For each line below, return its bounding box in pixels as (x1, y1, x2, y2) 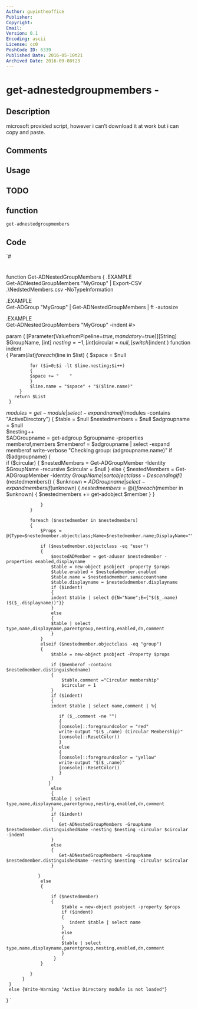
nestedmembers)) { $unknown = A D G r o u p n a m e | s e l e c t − (8, 478, 146, 485)
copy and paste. (6, 128, 45, 135)
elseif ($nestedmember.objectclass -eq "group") (40, 641, 162, 647)
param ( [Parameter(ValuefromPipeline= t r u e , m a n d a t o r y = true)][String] (6, 333, 177, 340)
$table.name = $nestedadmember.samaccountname (51, 574, 167, 580)
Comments (6, 145, 48, 156)
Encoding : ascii (6, 36, 46, 42)
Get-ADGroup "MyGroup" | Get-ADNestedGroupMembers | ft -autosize (6, 304, 179, 311)
